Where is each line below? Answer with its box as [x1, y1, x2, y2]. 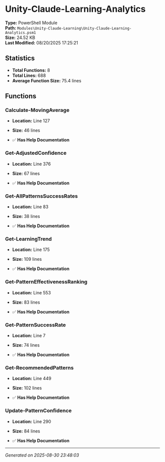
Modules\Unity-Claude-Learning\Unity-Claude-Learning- [17, 26, 132, 31]
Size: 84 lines [12, 428, 40, 434]
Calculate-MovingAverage [5, 107, 70, 114]
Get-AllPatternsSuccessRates [5, 192, 78, 199]
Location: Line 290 [12, 418, 52, 425]
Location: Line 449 [12, 376, 52, 382]
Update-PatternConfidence [5, 407, 72, 414]
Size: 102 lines [12, 385, 42, 391]
